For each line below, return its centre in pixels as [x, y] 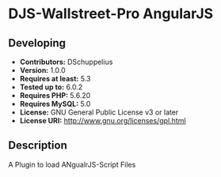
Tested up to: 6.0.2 [51, 87]
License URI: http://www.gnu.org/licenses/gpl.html [103, 121]
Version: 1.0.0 [42, 70]
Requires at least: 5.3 [55, 79]
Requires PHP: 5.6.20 [55, 95]
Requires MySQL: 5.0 [55, 104]
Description [38, 146]
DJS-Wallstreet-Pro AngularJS [111, 14]
